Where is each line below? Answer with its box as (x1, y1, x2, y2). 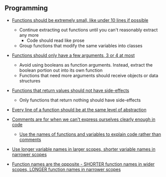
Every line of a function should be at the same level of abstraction (11, 106, 147, 112)
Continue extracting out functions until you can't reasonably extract (19, 27, 158, 33)
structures (19, 78, 41, 84)
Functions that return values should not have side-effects (11, 87, 130, 93)
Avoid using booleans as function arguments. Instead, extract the (19, 62, 153, 68)
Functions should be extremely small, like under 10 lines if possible (11, 17, 149, 23)
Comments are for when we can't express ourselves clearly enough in (11, 116, 156, 122)
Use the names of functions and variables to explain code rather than (19, 131, 162, 137)
